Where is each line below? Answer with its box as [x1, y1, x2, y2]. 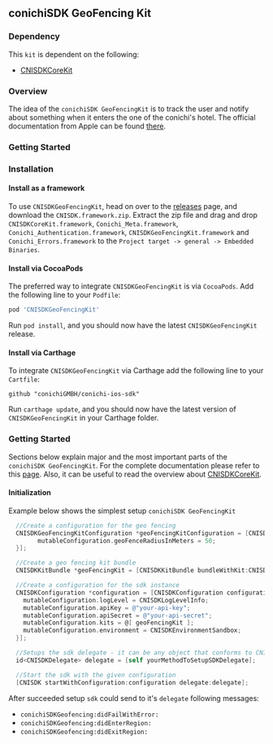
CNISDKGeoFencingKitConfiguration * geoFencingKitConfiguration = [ [15, 529, 249, 537]
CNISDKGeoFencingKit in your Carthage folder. [8, 413, 159, 423]
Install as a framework [8, 183, 85, 194]
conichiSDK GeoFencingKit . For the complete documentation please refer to [8, 460, 260, 470]
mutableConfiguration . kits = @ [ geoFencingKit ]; [23, 619, 195, 627]
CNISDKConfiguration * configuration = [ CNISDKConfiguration [15, 589, 223, 597]
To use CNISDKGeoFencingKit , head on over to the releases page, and [8, 202, 238, 211]
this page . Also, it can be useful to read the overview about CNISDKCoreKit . [8, 469, 262, 479]
